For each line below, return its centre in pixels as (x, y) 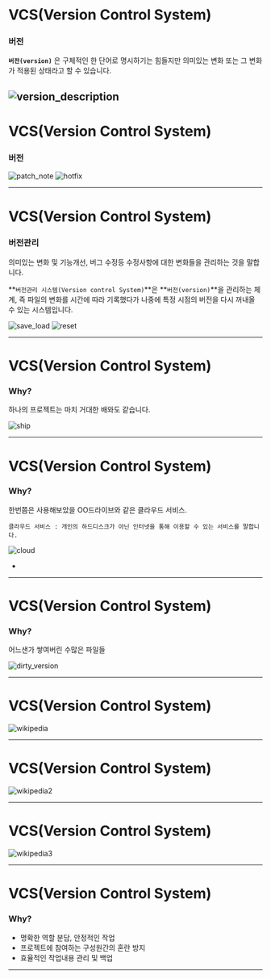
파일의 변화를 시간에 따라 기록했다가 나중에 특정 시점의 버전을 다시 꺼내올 (141, 299)
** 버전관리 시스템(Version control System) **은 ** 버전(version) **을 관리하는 (130, 289)
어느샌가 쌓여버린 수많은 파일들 (57, 650)
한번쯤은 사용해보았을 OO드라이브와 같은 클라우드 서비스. (98, 509)
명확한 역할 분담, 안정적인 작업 (67, 937)
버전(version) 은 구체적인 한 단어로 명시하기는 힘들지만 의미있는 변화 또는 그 (128, 61)
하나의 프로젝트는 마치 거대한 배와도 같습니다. (79, 410)
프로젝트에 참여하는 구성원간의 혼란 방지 (83, 948)
